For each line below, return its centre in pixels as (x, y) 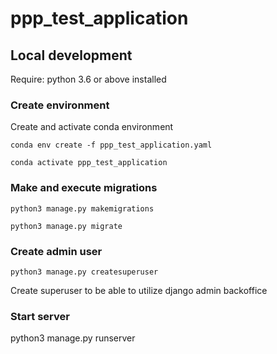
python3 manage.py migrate (66, 226)
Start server (40, 316)
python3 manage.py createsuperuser (84, 272)
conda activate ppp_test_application (89, 163)
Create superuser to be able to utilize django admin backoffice (139, 290)
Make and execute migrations (84, 188)
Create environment (60, 105)
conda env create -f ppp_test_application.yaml (111, 145)
